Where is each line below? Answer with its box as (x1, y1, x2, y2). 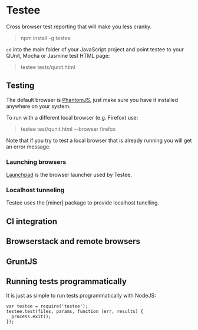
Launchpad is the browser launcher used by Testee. (6, 171, 133, 179)
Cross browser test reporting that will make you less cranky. (6, 23, 152, 30)
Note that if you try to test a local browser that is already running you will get (6, 137, 192, 144)
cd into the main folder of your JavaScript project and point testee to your (6, 45, 184, 53)
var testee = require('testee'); (6, 303, 88, 309)
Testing (6, 81, 35, 91)
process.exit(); (11, 313, 51, 320)
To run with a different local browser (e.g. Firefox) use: (6, 114, 138, 121)
